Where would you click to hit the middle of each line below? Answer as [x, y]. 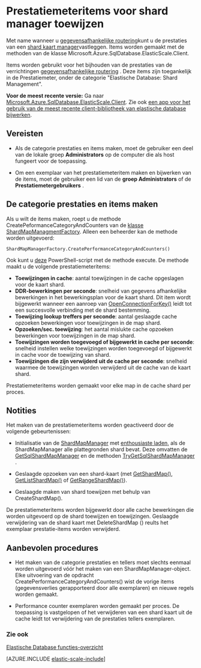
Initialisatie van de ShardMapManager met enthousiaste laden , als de [100, 443]
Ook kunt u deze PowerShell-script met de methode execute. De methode [97, 260]
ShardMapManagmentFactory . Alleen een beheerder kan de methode [92, 231]
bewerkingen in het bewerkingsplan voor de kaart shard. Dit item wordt [103, 297]
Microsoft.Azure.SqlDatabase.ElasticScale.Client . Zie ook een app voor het [98, 102]
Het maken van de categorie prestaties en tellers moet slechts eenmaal [103, 562]
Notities [21, 411]
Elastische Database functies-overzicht [55, 648]
